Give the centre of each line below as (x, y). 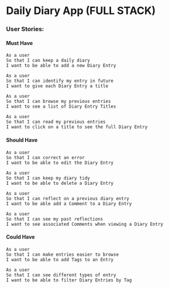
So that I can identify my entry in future (60, 81)
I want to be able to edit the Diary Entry (60, 163)
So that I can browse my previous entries (58, 102)
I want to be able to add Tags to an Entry (60, 259)
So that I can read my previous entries (56, 122)
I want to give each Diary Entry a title (57, 86)
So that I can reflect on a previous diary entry (68, 198)
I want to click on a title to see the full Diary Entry (77, 127)
